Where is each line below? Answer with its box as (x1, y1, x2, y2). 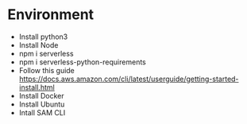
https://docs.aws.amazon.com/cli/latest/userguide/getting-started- (18, 74, 239, 83)
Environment (7, 6, 95, 24)
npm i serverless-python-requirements (18, 57, 146, 67)
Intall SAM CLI (18, 107, 66, 117)
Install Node (18, 40, 59, 49)
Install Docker (18, 91, 64, 100)
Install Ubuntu (18, 99, 65, 109)
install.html (18, 82, 55, 92)
